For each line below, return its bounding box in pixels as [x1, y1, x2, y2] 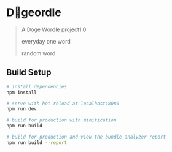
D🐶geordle [6, 6, 61, 20]
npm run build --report [6, 139, 68, 146]
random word [21, 49, 56, 57]
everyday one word [21, 37, 71, 45]
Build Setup [6, 67, 52, 78]
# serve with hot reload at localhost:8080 [6, 101, 120, 107]
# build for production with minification [6, 117, 117, 123]
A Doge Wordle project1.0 [21, 26, 87, 33]
